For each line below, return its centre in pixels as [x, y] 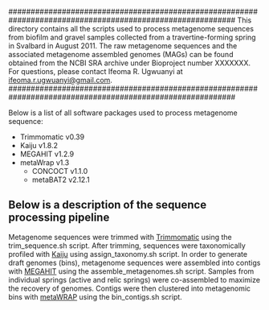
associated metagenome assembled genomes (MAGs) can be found [121, 54]
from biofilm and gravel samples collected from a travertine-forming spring [132, 37]
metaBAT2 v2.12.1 [61, 180]
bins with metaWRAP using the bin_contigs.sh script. [95, 296]
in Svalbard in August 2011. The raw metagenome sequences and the [123, 46]
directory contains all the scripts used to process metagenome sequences [131, 29]
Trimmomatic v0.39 [52, 137]
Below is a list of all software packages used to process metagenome [123, 113]
